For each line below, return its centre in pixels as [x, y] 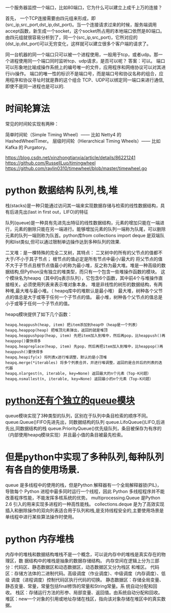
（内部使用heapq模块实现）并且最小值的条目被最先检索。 [65, 434]
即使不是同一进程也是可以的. [35, 86]
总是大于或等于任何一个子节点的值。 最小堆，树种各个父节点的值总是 [91, 297]
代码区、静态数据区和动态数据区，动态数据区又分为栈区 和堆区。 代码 [87, 567]
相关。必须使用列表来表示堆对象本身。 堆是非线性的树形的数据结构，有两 [86, 284]
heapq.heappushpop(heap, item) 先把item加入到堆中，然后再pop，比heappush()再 [85, 335]
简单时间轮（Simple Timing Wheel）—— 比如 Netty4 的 [63, 134]
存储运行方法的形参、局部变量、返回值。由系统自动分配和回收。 [96, 592]
